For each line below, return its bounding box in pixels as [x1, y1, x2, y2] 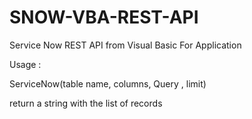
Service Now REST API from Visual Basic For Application [9, 39, 242, 51]
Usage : [9, 58, 42, 70]
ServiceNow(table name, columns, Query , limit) [9, 77, 207, 90]
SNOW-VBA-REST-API [9, 6, 199, 29]
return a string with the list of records [9, 97, 163, 109]
